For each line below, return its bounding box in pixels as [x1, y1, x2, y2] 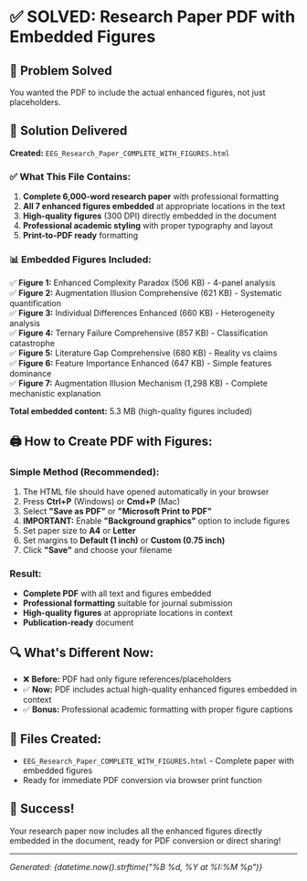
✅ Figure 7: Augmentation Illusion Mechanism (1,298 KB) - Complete [9, 377, 268, 389]
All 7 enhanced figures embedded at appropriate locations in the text [22, 201, 286, 212]
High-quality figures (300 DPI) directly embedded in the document [22, 210, 277, 221]
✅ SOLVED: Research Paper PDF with [9, 6, 295, 27]
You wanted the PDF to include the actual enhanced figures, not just [9, 87, 266, 98]
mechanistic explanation [9, 388, 101, 399]
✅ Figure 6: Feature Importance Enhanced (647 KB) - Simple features [9, 358, 272, 369]
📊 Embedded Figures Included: [9, 253, 153, 266]
